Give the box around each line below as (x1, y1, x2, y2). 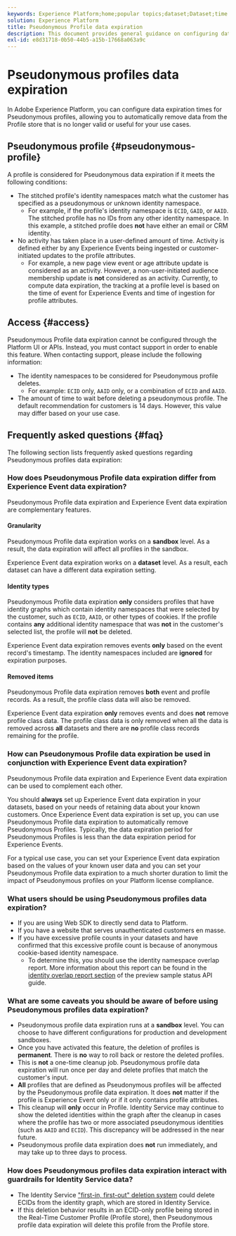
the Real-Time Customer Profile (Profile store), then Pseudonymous (17, 1213, 213, 1221)
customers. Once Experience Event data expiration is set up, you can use (7, 810, 219, 818)
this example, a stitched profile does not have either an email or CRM (27, 221, 228, 230)
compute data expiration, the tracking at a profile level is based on (27, 281, 220, 290)
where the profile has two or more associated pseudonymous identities (17, 1118, 223, 1127)
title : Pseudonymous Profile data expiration (7, 23, 143, 30)
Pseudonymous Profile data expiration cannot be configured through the (7, 335, 217, 344)
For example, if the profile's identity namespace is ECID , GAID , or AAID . (27, 206, 229, 215)
